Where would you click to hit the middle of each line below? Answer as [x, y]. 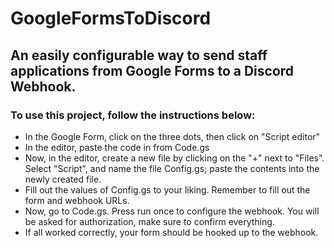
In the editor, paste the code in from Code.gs [117, 147]
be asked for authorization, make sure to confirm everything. [149, 221]
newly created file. [63, 179]
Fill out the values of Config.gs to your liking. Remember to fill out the [167, 189]
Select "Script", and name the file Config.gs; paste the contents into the [172, 168]
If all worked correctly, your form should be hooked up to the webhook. [171, 232]
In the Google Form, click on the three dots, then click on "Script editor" [172, 136]
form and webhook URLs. [77, 200]
